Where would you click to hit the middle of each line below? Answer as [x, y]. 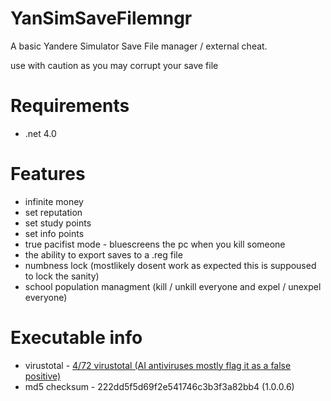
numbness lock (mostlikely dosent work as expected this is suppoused [170, 265]
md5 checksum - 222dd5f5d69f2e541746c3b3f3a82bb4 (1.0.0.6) [159, 386]
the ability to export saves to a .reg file [103, 254]
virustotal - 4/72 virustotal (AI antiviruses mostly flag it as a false [158, 365]
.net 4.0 [40, 133]
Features [48, 174]
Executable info [76, 338]
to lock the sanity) [62, 276]
